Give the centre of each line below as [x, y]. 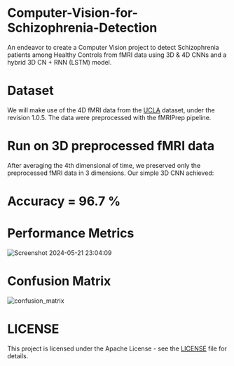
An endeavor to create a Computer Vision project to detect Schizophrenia [113, 47]
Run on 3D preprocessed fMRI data [111, 146]
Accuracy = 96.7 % [64, 201]
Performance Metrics [71, 234]
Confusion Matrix [59, 281]
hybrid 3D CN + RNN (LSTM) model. [60, 62]
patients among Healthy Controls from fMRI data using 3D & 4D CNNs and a [117, 55]
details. [18, 355]
